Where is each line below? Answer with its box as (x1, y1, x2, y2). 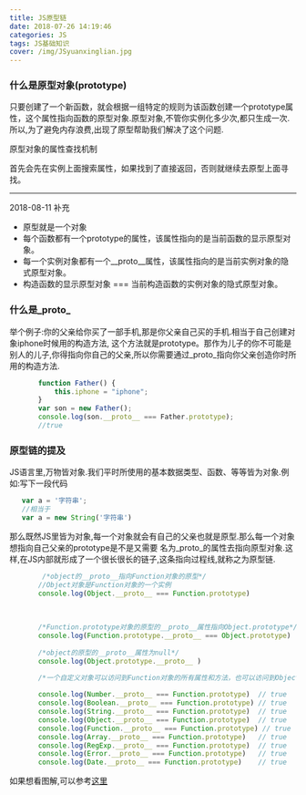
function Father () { (37, 378, 117, 387)
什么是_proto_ (9, 304, 71, 316)
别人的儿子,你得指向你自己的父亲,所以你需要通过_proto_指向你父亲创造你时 (9, 348, 289, 360)
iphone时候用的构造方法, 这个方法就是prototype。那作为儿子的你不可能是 (16, 337, 292, 348)
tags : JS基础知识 (9, 38, 70, 48)
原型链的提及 (9, 444, 66, 457)
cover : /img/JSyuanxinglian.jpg (9, 47, 132, 57)
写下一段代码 (19, 478, 68, 489)
